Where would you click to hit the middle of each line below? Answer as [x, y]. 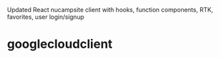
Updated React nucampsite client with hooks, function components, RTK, [110, 10]
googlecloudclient [60, 44]
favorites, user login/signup [45, 17]
